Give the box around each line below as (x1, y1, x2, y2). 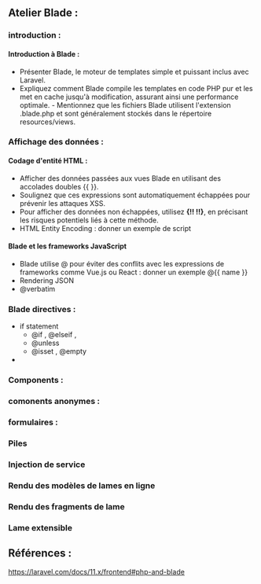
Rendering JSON (19, 275, 75, 285)
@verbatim (19, 284, 56, 293)
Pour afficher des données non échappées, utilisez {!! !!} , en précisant (19, 207, 248, 216)
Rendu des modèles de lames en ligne (8, 479, 156, 490)
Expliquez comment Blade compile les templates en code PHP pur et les (19, 83, 253, 93)
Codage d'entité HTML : (8, 156, 88, 166)
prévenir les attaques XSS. (19, 198, 106, 208)
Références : (8, 546, 72, 560)
